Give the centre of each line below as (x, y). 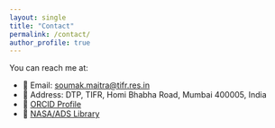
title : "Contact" (42, 26)
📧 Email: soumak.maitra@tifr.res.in (86, 85)
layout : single (38, 17)
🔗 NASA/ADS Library (61, 114)
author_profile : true (50, 43)
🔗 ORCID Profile (52, 105)
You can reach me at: (49, 68)
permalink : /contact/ (50, 34)
